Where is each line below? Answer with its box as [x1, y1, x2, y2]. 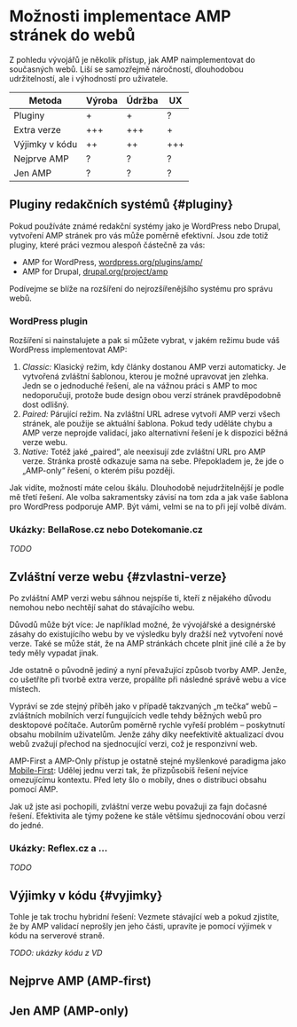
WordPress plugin [9, 315, 89, 327]
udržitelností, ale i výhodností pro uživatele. [9, 73, 168, 83]
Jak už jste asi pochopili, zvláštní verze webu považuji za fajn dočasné [9, 801, 268, 812]
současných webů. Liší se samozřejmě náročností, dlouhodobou [9, 64, 244, 74]
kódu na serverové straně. [9, 930, 105, 941]
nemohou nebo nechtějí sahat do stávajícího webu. [9, 602, 195, 613]
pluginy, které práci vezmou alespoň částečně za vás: [9, 239, 206, 250]
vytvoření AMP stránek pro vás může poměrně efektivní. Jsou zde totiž [9, 230, 269, 240]
